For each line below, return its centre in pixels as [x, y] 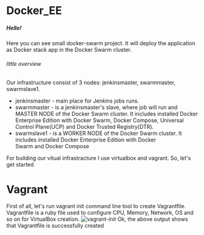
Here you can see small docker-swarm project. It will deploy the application [101, 43]
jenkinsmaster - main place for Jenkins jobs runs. [77, 101]
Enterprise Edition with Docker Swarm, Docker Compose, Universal [99, 120]
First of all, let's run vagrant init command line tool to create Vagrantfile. [96, 206]
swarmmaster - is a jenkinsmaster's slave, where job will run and [96, 107]
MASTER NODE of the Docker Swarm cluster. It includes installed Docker [107, 114]
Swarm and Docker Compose [52, 146]
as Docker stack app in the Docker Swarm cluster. [69, 50]
